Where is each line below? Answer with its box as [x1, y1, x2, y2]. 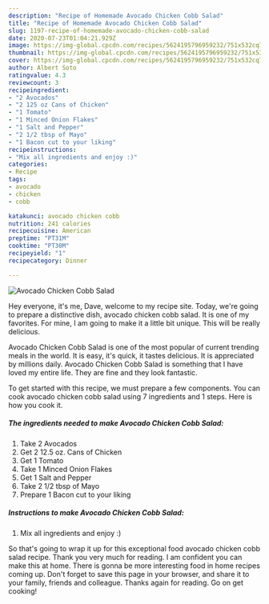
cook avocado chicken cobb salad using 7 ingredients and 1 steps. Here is [8, 391, 252, 401]
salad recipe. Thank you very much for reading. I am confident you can [8, 552, 243, 562]
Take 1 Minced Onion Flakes [19, 464, 113, 474]
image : [8, 42, 30, 50]
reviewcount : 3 [8, 78, 59, 86]
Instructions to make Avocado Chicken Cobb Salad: [8, 508, 184, 518]
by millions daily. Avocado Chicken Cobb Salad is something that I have [8, 359, 243, 369]
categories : [8, 161, 48, 169]
